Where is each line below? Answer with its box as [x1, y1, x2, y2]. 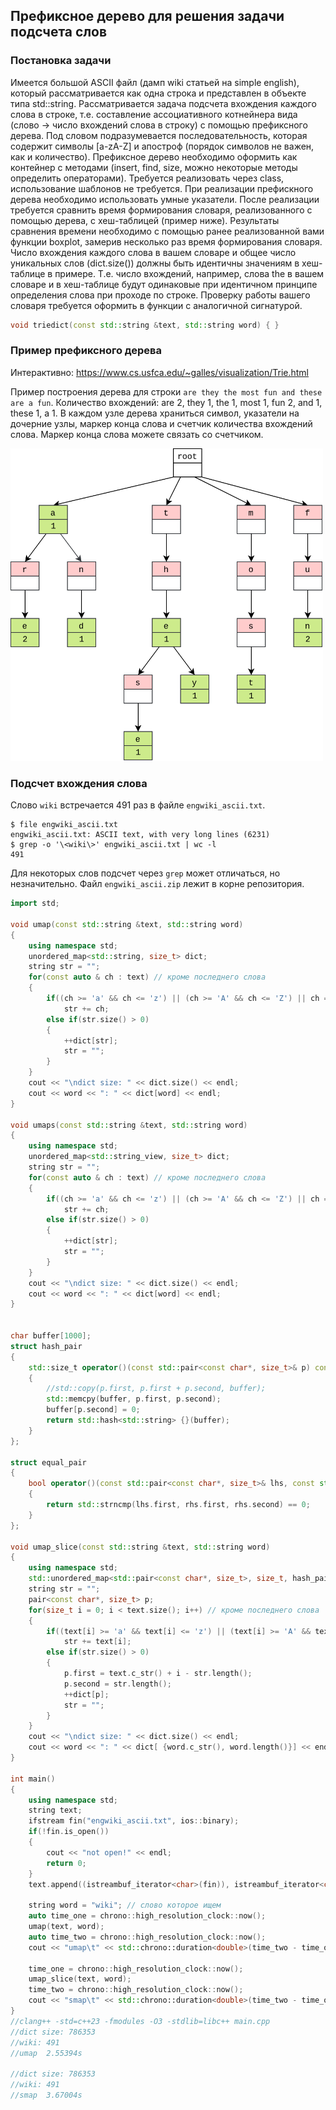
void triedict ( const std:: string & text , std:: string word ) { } [10, 320, 280, 330]
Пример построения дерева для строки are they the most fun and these [10, 385, 323, 398]
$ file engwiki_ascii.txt [10, 820, 118, 830]
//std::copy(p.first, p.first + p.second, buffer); [46, 1384, 267, 1394]
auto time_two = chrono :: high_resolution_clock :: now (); [28, 1932, 267, 1942]
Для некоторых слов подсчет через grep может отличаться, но [10, 867, 281, 879]
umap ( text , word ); [28, 1922, 105, 1932]
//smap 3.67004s [10, 2090, 83, 2101]
